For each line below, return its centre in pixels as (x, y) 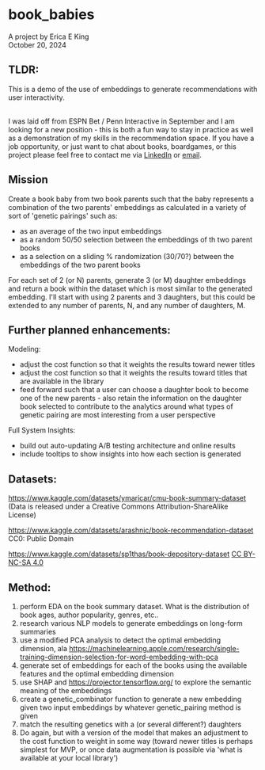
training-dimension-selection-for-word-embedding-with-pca (119, 657)
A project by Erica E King (49, 36)
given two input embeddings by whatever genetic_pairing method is (130, 707)
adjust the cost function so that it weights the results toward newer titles (137, 364)
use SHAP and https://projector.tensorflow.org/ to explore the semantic (135, 682)
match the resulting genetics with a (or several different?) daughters (131, 724)
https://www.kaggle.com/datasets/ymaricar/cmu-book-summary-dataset (127, 498)
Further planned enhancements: (90, 330)
